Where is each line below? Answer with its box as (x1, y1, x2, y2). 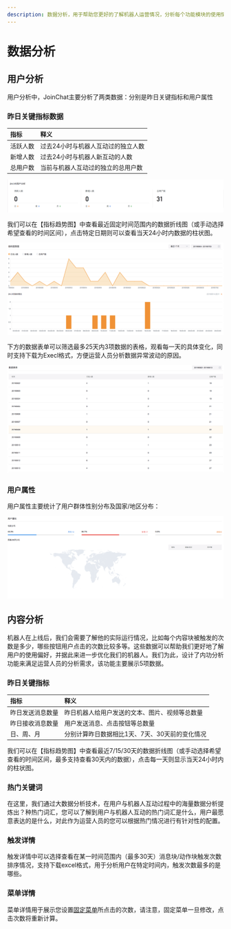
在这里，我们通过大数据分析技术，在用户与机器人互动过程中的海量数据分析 (7, 799, 218, 807)
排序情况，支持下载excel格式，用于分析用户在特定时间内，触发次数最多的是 (7, 861, 221, 869)
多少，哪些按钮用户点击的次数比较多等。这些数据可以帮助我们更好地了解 (19, 642, 224, 650)
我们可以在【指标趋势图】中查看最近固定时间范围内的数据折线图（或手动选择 (7, 220, 224, 228)
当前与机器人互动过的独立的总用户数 (40, 164, 143, 172)
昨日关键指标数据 (7, 111, 64, 121)
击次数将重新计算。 (7, 914, 62, 922)
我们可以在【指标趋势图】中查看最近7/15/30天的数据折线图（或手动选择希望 (7, 746, 221, 754)
